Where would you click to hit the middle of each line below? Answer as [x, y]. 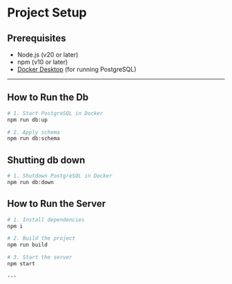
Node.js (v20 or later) [48, 54]
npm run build [28, 245]
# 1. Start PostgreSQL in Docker [55, 113]
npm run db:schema [33, 139]
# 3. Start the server [40, 257]
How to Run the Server [57, 204]
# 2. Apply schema [33, 132]
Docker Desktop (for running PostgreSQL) [77, 69]
